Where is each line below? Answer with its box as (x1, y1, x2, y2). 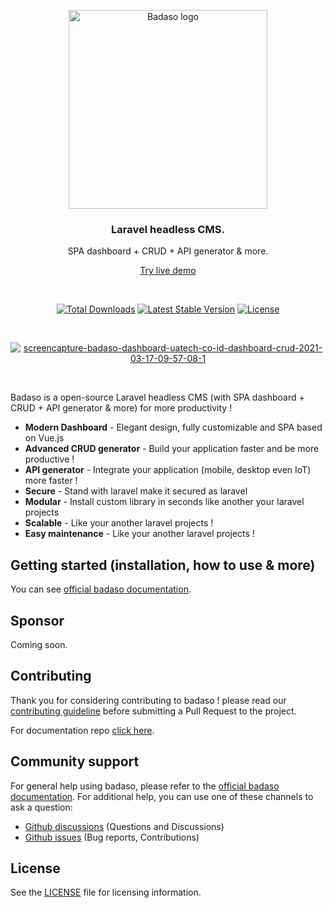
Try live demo (139, 265, 197, 277)
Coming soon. (10, 638, 68, 650)
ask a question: (10, 801, 73, 813)
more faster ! (24, 475, 78, 487)
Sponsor (10, 612, 65, 629)
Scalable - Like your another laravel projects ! (24, 517, 214, 529)
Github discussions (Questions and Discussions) (24, 820, 225, 832)
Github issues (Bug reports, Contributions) (24, 831, 200, 843)
